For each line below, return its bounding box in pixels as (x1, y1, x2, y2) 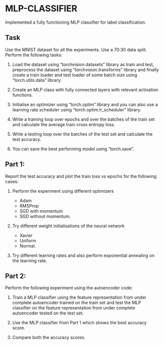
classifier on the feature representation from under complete (12, 305, 135, 311)
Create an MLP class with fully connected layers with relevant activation (12, 87, 159, 93)
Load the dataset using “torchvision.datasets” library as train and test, (12, 61, 154, 67)
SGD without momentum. (19, 213, 71, 219)
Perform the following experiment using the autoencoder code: (5, 285, 133, 291)
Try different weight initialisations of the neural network (12, 223, 125, 229)
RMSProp (19, 203, 39, 208)
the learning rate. (12, 257, 48, 264)
